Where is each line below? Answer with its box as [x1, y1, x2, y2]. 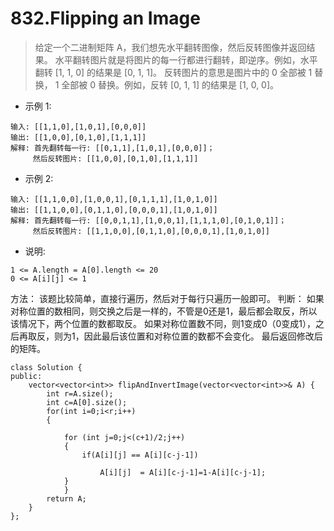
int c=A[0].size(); [46, 397, 128, 407]
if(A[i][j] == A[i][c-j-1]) [81, 450, 199, 460]
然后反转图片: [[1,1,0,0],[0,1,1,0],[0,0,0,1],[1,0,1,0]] [32, 226, 270, 236]
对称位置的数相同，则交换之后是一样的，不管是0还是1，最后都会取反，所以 [10, 305, 318, 317]
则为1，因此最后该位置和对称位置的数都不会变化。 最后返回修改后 [53, 330, 323, 342]
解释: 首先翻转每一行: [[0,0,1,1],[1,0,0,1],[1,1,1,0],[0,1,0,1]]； [10, 215, 287, 226]
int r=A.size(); [46, 388, 114, 399]
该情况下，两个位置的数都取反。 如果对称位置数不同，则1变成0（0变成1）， [10, 317, 316, 329]
